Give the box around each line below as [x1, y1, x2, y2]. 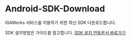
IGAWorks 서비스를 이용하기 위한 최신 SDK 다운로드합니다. [5, 20, 116, 25]
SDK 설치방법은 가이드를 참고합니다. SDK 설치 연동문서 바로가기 [5, 30, 126, 35]
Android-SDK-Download [5, 3, 105, 14]
